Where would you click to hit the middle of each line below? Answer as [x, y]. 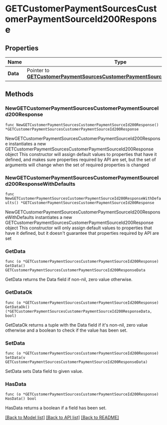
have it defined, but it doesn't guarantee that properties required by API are [82, 233]
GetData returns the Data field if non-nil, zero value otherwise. [69, 280]
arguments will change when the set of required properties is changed [77, 165]
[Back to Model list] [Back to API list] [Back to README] [62, 418]
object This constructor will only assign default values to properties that [79, 228]
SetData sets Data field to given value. [44, 371]
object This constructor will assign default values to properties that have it [81, 154]
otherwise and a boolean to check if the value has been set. [66, 330]
